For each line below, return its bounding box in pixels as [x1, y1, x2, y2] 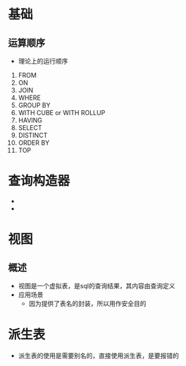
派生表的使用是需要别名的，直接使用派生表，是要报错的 [18, 351, 179, 360]
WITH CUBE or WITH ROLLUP [18, 109, 106, 117]
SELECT [18, 124, 42, 131]
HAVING [18, 116, 43, 124]
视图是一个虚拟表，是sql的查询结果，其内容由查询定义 [18, 281, 175, 290]
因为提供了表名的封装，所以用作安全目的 [28, 299, 147, 307]
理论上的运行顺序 [18, 57, 68, 65]
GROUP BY [18, 101, 51, 110]
